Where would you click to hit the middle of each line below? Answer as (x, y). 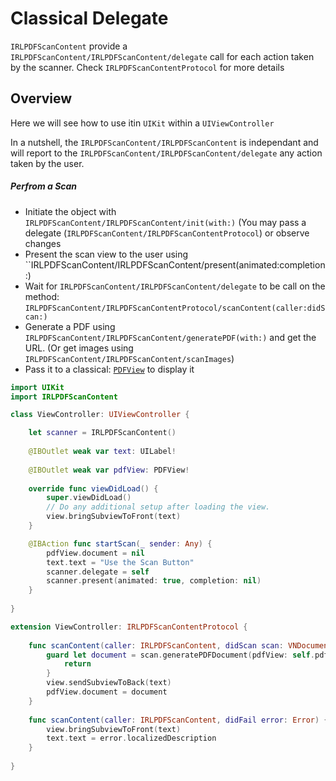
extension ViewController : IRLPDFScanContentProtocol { (129, 627)
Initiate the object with (70, 211)
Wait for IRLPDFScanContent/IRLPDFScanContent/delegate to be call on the (175, 286)
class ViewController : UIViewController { (100, 415)
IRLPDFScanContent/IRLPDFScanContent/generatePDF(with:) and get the (170, 337)
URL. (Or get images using (79, 348)
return (77, 664)
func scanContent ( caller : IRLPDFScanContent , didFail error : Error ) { (178, 720)
